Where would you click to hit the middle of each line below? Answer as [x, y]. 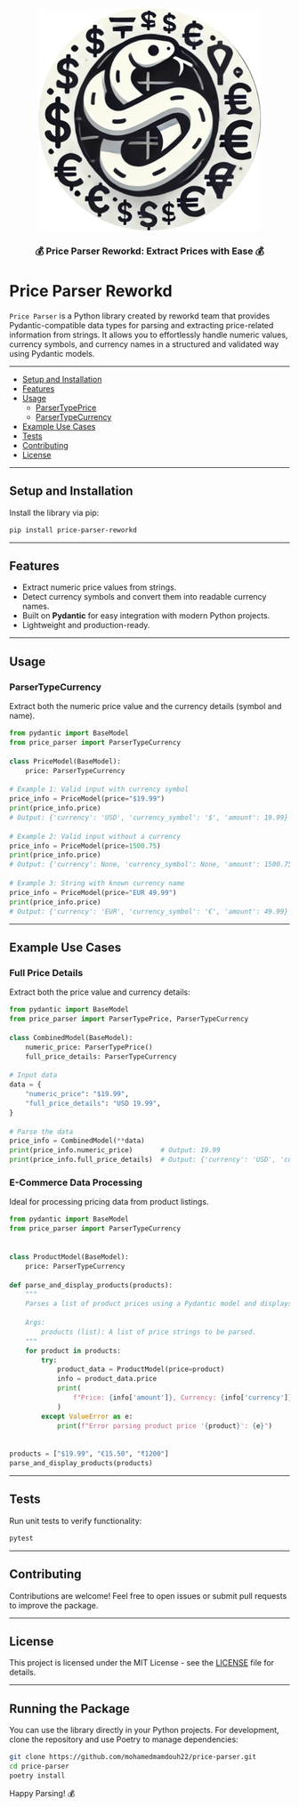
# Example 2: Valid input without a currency [95, 836]
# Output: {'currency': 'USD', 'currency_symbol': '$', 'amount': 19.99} [149, 818]
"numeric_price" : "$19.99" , [77, 1094]
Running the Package [70, 1709]
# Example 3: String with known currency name [97, 883]
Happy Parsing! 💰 [42, 1793]
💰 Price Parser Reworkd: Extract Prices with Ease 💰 [149, 251]
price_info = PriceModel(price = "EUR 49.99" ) [93, 892]
